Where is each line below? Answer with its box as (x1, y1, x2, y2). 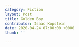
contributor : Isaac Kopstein (5, 21, 66, 26)
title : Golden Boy (5, 16, 43, 21)
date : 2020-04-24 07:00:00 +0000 (5, 26, 75, 31)
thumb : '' (5, 30, 26, 35)
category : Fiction (5, 7, 43, 12)
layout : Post (5, 12, 32, 17)
